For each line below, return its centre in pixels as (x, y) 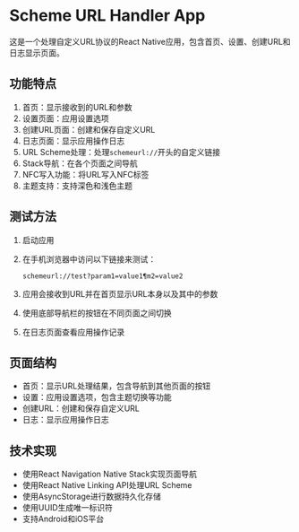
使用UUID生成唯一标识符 (68, 508)
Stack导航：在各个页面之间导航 (80, 163)
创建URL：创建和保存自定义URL (81, 408)
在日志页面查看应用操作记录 (73, 332)
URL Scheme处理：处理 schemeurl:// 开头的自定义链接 (121, 152)
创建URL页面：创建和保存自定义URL (89, 129)
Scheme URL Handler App (107, 16)
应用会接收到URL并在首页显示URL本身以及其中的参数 (120, 293)
